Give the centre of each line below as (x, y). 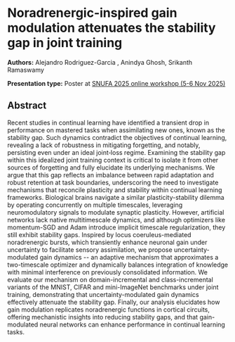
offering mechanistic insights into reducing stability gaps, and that (103, 317)
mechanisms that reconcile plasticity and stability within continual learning (115, 190)
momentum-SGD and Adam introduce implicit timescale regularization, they (116, 227)
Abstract (27, 106)
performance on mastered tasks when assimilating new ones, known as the (116, 130)
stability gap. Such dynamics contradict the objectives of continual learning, (117, 137)
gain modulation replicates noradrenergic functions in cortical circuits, (109, 309)
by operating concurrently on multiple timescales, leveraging (95, 205)
